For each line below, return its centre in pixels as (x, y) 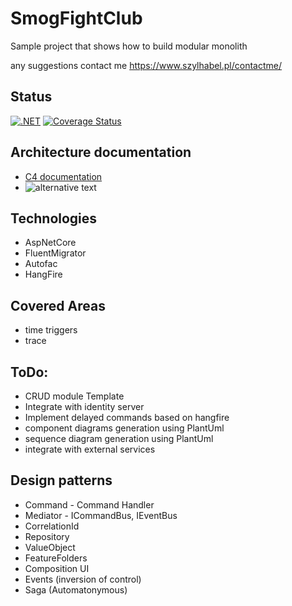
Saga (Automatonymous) (76, 589)
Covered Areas (58, 305)
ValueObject (50, 547)
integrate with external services (90, 449)
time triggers (51, 330)
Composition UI (57, 568)
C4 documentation (63, 176)
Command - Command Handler (89, 504)
